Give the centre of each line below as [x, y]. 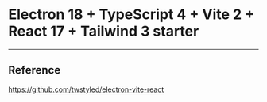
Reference [35, 70]
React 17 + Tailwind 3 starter [104, 31]
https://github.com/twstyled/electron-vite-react [86, 89]
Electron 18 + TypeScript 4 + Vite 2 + [132, 15]
